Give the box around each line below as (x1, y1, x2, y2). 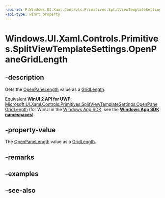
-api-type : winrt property (5, 12, 60, 17)
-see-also (5, 186, 36, 195)
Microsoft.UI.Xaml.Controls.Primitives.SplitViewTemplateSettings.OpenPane (5, 101, 158, 107)
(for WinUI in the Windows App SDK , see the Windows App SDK (28, 106, 160, 112)
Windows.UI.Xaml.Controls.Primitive (5, 33, 159, 44)
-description (5, 73, 44, 82)
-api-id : (5, 7, 23, 12)
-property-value (5, 126, 56, 134)
